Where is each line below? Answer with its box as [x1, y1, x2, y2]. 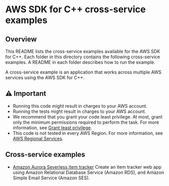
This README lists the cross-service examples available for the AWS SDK [5, 49, 160, 54]
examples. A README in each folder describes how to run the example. [5, 59, 156, 65]
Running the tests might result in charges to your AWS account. [12, 108, 147, 114]
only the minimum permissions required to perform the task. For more [12, 119, 159, 125]
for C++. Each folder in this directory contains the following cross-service [5, 54, 160, 60]
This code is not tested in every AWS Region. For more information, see [12, 130, 163, 136]
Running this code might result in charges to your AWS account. [12, 103, 148, 109]
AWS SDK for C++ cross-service [5, 4, 146, 15]
